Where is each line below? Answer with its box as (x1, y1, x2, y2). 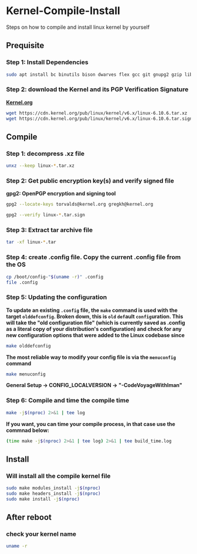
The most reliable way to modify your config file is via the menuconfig (6, 354, 176, 361)
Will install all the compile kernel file (6, 472, 111, 480)
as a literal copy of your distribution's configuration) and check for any (6, 325, 182, 333)
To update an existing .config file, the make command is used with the (6, 307, 178, 314)
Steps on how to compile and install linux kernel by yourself (6, 23, 150, 31)
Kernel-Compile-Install (6, 4, 120, 18)
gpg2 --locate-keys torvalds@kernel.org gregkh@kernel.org (6, 202, 154, 207)
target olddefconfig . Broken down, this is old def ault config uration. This (6, 313, 184, 320)
